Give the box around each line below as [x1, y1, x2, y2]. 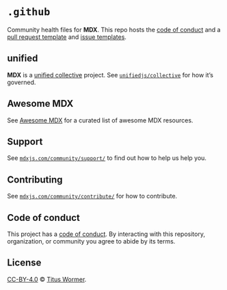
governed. [7, 78, 36, 86]
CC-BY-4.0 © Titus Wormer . [7, 275, 87, 283]
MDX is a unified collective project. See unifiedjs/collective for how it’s [7, 70, 214, 79]
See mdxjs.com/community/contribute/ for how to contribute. [7, 192, 178, 200]
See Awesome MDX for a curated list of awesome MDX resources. [7, 116, 193, 124]
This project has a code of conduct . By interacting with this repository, [7, 230, 205, 238]
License [7, 257, 42, 269]
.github [7, 5, 51, 18]
